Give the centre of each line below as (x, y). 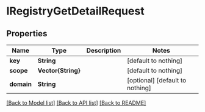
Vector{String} (59, 71)
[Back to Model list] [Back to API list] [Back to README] (76, 103)
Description (104, 51)
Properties (27, 34)
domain (21, 84)
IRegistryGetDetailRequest (75, 11)
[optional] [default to (157, 80)
